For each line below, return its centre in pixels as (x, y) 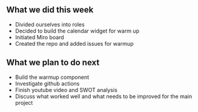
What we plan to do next (53, 63)
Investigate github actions (47, 83)
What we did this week (50, 10)
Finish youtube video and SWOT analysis (66, 90)
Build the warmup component (52, 77)
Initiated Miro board (40, 37)
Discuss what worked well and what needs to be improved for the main (104, 96)
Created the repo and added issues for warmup (74, 43)
